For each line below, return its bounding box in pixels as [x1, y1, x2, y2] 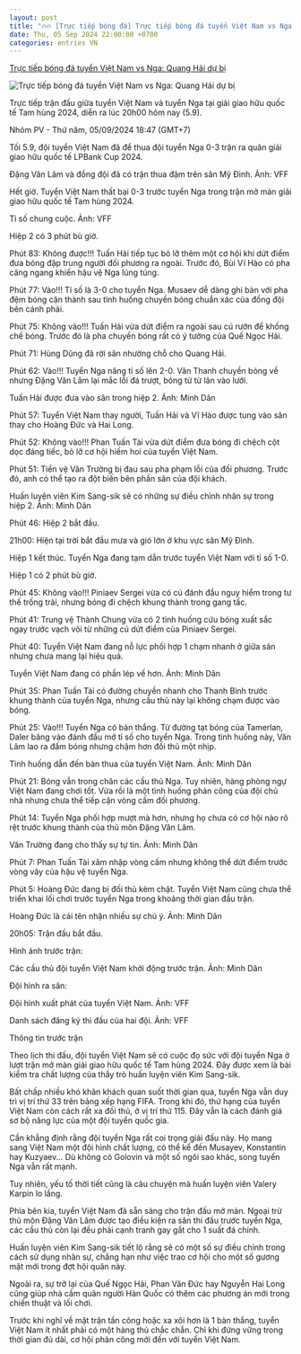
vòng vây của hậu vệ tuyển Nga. [9, 866, 129, 877]
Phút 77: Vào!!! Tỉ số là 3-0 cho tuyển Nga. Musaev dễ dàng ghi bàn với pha [9, 285, 288, 296]
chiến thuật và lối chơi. [9, 1297, 93, 1308]
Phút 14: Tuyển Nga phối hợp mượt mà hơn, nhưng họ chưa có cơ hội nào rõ [9, 812, 288, 823]
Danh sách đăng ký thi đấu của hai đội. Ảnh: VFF [9, 1015, 189, 1026]
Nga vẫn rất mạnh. [9, 1161, 78, 1173]
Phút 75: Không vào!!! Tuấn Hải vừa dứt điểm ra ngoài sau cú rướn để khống [9, 321, 289, 332]
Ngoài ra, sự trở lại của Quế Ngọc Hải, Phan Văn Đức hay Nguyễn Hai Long [9, 1279, 285, 1289]
